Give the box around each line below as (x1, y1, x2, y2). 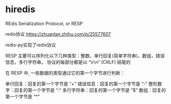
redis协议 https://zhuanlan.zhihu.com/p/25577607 (5, 31, 111, 37)
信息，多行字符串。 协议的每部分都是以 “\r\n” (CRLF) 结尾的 (5, 59, 131, 65)
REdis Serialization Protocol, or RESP (5, 20, 83, 27)
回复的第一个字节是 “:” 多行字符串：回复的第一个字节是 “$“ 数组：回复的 (14, 87, 166, 93)
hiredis (5, 4, 36, 15)
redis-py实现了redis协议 (5, 42, 56, 48)
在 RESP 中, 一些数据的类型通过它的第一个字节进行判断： (5, 70, 125, 76)
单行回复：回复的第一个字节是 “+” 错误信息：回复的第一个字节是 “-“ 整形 (5, 81, 158, 87)
